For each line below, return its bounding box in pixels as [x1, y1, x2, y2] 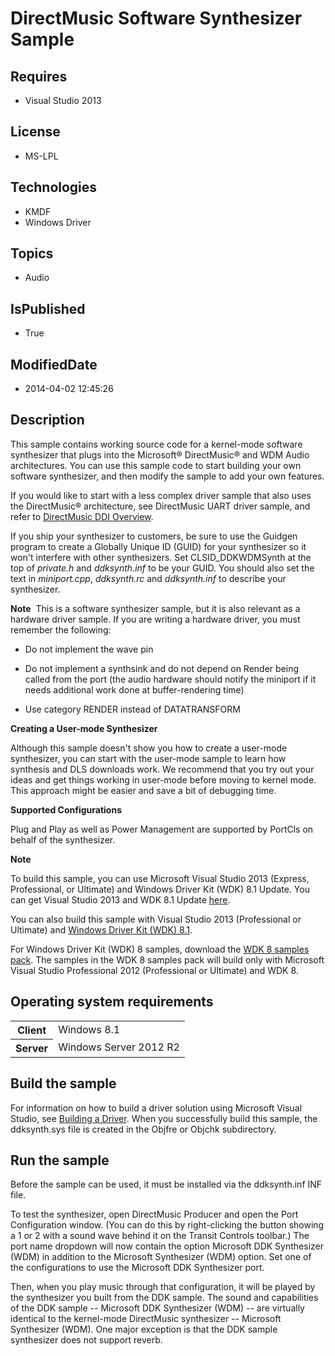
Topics [10, 245, 54, 262]
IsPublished [10, 300, 86, 317]
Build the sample [10, 1075, 117, 1092]
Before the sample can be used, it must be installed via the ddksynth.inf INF [10, 1178, 323, 1191]
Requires [10, 68, 68, 85]
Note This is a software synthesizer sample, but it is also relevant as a [10, 602, 301, 614]
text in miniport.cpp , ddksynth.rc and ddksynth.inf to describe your [10, 572, 287, 584]
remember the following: [10, 623, 112, 636]
